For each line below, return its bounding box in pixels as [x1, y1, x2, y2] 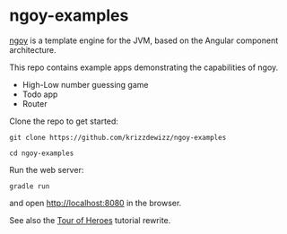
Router [22, 98, 48, 108]
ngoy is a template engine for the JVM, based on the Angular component [9, 35, 279, 46]
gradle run [9, 181, 50, 191]
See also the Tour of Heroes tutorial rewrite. [9, 214, 171, 225]
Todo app [22, 89, 58, 100]
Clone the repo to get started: [9, 116, 119, 126]
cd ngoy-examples [9, 149, 74, 158]
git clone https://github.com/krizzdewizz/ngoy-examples [9, 133, 227, 142]
